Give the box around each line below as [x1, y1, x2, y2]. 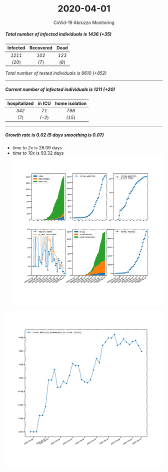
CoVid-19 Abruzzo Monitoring [53, 19, 115, 25]
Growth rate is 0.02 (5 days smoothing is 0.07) [5, 132, 104, 138]
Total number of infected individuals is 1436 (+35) [5, 31, 111, 37]
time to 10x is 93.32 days [12, 150, 64, 156]
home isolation [54, 100, 86, 106]
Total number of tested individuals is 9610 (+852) [5, 70, 107, 76]
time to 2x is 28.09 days [12, 144, 62, 150]
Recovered [29, 45, 52, 51]
